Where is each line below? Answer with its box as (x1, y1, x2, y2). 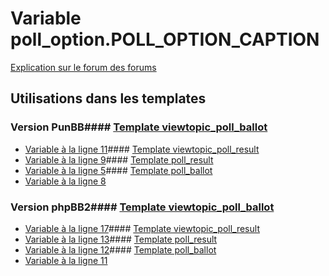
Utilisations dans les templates (10, 90, 207, 107)
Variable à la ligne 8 (24, 175, 107, 187)
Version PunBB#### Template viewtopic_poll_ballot (10, 120, 268, 134)
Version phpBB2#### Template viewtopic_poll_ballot (10, 200, 275, 214)
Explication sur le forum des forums (10, 61, 157, 73)
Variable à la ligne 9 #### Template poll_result (24, 153, 214, 166)
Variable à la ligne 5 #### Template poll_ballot (24, 164, 213, 176)
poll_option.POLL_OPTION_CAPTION (10, 28, 320, 51)
